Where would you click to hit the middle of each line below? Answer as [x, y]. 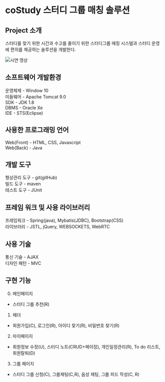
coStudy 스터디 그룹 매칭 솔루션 [67, 10]
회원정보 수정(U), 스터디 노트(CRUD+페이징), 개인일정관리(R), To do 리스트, [86, 346]
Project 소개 [23, 30]
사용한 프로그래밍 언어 [37, 130]
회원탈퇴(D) [24, 353]
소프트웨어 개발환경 [33, 77]
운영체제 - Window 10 [27, 90]
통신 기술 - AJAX [22, 257]
